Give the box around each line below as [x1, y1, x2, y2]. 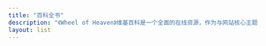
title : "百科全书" [8, 11, 65, 19]
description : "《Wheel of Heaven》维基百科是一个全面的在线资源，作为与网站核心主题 [8, 19, 258, 27]
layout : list [8, 26, 51, 34]
